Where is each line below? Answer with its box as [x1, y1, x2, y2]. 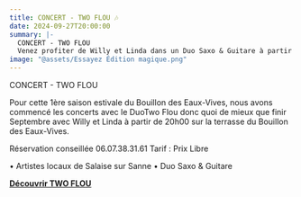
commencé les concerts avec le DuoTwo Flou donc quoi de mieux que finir [9, 107, 287, 117]
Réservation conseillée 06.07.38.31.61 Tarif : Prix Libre [9, 143, 209, 154]
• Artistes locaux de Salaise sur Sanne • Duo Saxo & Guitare [9, 161, 233, 171]
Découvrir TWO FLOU [9, 178, 92, 189]
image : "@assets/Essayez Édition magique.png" [9, 55, 187, 64]
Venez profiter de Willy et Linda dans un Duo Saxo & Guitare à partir [17, 47, 293, 56]
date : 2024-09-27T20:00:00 [9, 22, 111, 31]
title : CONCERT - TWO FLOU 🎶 [9, 13, 119, 22]
